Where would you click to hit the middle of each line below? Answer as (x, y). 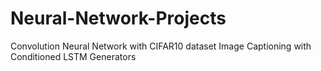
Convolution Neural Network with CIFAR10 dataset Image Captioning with (161, 46)
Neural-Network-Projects (118, 18)
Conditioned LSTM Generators (73, 56)
